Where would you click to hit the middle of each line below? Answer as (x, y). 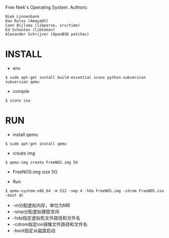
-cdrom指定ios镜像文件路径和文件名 (50, 224)
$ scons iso (18, 101)
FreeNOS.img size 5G (35, 172)
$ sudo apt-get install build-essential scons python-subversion (75, 77)
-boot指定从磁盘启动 (34, 230)
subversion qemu (22, 82)
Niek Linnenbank (22, 17)
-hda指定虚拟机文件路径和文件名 (46, 218)
